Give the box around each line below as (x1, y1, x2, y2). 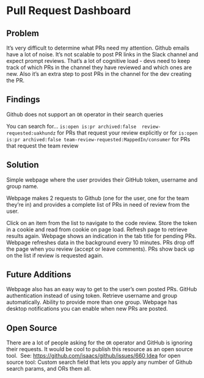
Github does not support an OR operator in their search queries (6, 111, 164, 118)
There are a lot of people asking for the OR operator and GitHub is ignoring (6, 339, 192, 346)
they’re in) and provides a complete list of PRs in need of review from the (6, 201, 190, 208)
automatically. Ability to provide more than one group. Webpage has (6, 298, 178, 306)
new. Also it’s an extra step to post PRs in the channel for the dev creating (6, 70, 192, 77)
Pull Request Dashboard (6, 4, 131, 18)
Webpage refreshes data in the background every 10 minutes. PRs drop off (6, 239, 194, 246)
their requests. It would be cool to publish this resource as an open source (6, 346, 194, 353)
